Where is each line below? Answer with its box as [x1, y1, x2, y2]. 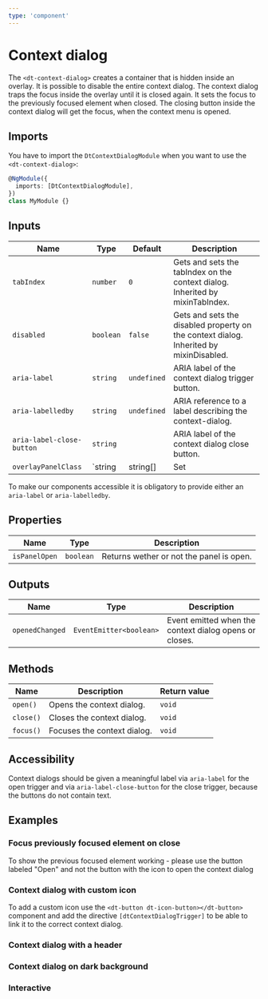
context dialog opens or [167, 625, 256, 636]
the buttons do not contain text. [8, 790, 112, 800]
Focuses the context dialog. [49, 725, 153, 736]
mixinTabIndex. [172, 297, 230, 308]
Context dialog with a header [8, 939, 123, 950]
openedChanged [12, 626, 66, 635]
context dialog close [172, 438, 250, 449]
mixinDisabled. [172, 349, 229, 360]
